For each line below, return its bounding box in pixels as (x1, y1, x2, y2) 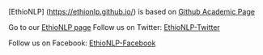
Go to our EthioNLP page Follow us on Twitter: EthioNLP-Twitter (8, 23, 220, 32)
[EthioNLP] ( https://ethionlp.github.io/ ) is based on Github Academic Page (8, 7, 255, 16)
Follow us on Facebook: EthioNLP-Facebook (8, 38, 156, 48)
